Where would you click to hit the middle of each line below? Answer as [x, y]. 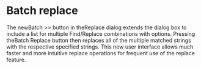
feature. [16, 59]
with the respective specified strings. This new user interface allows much [100, 47]
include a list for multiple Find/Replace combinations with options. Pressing [101, 33]
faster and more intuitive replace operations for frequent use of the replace [101, 53]
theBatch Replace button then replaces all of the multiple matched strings [99, 40]
